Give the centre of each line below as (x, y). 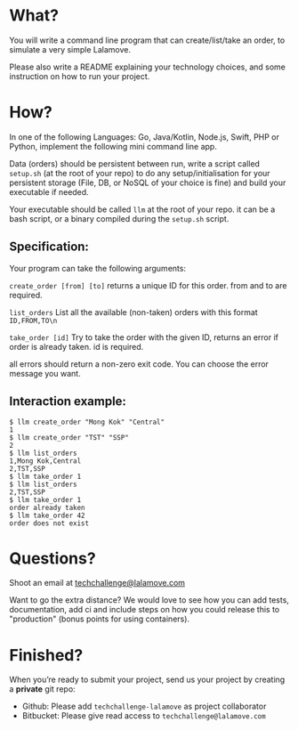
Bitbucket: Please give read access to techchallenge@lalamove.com (144, 716)
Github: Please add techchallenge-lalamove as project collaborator (144, 706)
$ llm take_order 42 (48, 515)
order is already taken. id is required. (77, 346)
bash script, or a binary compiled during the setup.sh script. (119, 218)
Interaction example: (68, 401)
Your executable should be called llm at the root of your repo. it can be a (142, 209)
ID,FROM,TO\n (33, 320)
